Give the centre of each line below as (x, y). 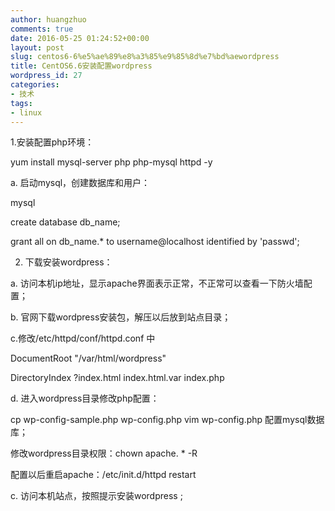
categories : (35, 85)
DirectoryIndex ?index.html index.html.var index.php (117, 378)
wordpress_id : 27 (46, 76)
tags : (21, 103)
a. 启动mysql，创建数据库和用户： (80, 183)
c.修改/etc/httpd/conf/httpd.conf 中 (83, 338)
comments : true (42, 29)
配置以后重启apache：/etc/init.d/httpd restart (103, 475)
